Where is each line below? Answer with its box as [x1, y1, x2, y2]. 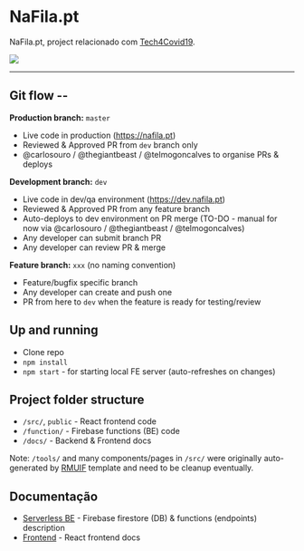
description [22, 523, 65, 534]
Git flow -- [9, 88, 69, 103]
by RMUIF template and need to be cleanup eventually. [49, 462, 254, 473]
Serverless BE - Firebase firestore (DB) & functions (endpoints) [22, 513, 258, 524]
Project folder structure [9, 391, 145, 407]
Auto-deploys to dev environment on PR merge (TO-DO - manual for [22, 213, 278, 224]
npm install [22, 358, 68, 367]
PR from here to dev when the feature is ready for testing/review [22, 296, 261, 307]
